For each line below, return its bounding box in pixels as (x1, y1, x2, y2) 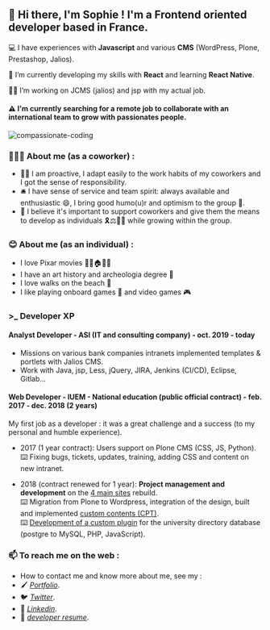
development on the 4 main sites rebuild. (19, 487, 158, 497)
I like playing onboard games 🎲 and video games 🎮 (19, 287, 192, 297)
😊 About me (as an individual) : (8, 239, 135, 250)
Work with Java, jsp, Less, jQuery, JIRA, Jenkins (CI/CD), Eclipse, (19, 365, 238, 375)
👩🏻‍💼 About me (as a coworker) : (8, 150, 135, 161)
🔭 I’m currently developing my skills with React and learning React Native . (8, 69, 255, 79)
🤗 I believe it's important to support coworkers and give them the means (19, 207, 260, 216)
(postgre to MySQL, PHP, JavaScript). (19, 529, 146, 539)
